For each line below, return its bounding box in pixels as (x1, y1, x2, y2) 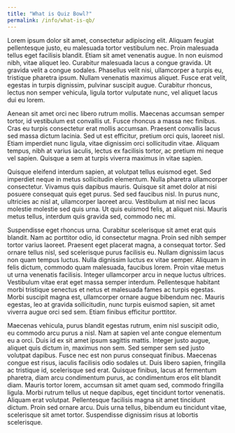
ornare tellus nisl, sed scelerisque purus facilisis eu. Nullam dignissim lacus (7, 248, 225, 256)
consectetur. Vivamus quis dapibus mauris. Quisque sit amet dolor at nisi (7, 182, 217, 191)
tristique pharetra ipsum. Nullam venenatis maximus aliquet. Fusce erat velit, (7, 73, 227, 81)
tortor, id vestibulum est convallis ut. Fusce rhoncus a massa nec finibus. (7, 116, 217, 125)
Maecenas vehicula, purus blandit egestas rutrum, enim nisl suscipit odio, (7, 321, 219, 329)
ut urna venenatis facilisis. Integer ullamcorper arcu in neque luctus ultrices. (7, 270, 226, 279)
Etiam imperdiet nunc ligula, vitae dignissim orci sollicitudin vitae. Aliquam (7, 139, 220, 147)
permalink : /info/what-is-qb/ (7, 17, 96, 24)
